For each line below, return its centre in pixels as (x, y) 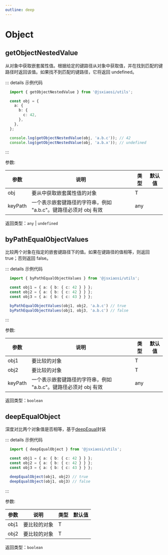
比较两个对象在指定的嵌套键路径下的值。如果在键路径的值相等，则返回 (77, 252)
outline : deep (20, 10)
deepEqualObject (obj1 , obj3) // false (50, 481)
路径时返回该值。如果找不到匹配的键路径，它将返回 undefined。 (71, 72)
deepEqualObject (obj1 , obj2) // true (49, 476)
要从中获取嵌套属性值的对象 (64, 193)
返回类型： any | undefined (32, 223)
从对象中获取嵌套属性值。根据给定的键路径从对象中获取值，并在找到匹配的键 (84, 65)
